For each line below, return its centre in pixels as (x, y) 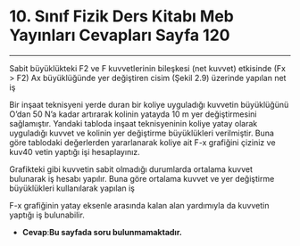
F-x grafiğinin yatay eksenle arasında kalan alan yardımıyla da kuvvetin (139, 205)
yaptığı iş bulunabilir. (47, 215)
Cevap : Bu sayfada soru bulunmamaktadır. (102, 232)
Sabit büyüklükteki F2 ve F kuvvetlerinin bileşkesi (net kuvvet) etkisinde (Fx (147, 68)
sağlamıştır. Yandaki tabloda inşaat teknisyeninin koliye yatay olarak (133, 123)
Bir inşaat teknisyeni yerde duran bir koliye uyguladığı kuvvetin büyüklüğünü (149, 104)
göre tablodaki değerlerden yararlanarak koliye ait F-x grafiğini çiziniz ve (142, 142)
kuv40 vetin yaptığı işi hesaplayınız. (75, 152)
